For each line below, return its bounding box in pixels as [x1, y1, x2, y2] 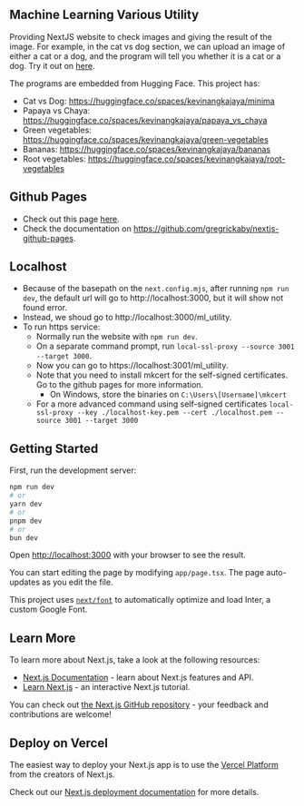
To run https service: [22, 321, 101, 332]
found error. [22, 302, 68, 313]
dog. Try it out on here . [9, 60, 95, 71]
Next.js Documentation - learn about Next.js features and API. [22, 672, 254, 683]
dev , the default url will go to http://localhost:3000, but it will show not [22, 292, 284, 303]
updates [9, 576, 41, 588]
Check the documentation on [22, 222, 132, 234]
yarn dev [9, 499, 43, 508]
